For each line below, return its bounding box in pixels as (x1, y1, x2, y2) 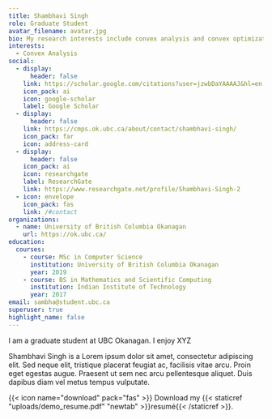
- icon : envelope (15, 192, 74, 201)
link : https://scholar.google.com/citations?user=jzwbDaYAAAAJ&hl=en (23, 79, 263, 88)
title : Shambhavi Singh (8, 11, 89, 20)
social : (8, 58, 35, 66)
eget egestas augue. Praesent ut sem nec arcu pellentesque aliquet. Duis (8, 368, 253, 378)
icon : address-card (23, 139, 89, 148)
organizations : (8, 216, 60, 224)
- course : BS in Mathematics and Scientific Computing (23, 276, 212, 284)
